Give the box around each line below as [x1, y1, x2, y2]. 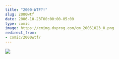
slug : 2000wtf [5, 12, 35, 17]
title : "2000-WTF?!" [5, 7, 48, 12]
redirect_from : [5, 30, 37, 35]
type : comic [5, 21, 30, 26]
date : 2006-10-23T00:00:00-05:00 [5, 16, 74, 21]
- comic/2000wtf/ [5, 35, 41, 40]
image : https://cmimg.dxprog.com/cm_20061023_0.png [5, 26, 114, 31]
